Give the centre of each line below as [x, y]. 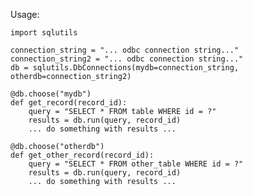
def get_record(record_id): [69, 103]
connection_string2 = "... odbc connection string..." [127, 59]
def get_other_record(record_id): [82, 155]
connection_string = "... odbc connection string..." [125, 50]
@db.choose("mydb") [51, 94]
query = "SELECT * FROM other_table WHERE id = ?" [136, 164]
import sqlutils [44, 33]
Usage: [25, 14]
